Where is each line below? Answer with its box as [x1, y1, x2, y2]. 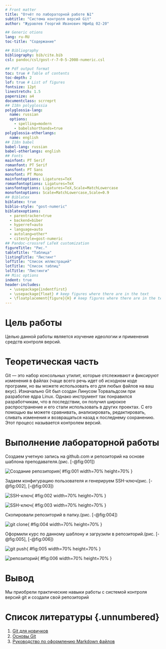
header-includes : [5, 282, 41, 287]
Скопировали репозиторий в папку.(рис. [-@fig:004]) [5, 512, 118, 518]
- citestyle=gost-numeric [9, 236, 63, 241]
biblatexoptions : [5, 209, 41, 214]
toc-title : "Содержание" [5, 39, 56, 44]
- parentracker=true [9, 213, 52, 218]
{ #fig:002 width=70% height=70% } [32, 492, 106, 498]
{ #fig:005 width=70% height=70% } [26, 546, 101, 552]
